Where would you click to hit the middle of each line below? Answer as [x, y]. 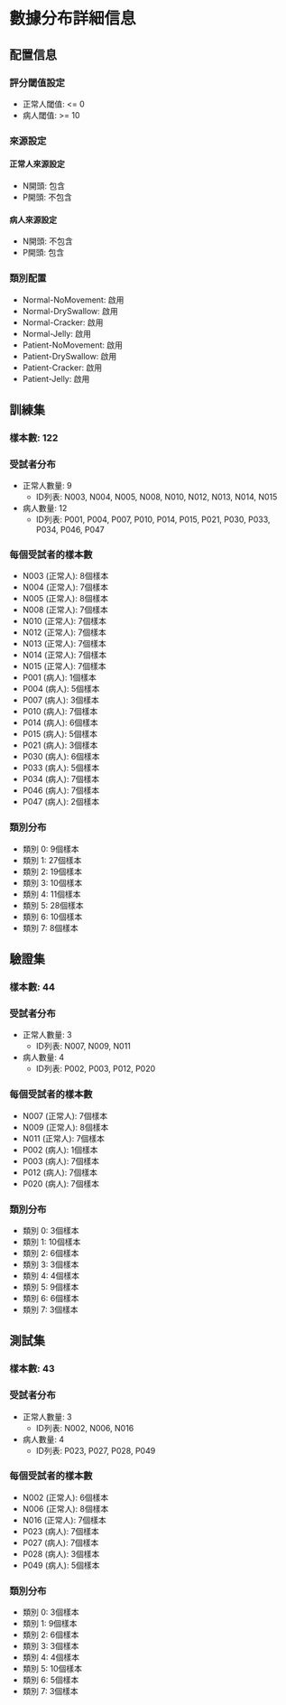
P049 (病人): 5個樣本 [61, 1565]
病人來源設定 [33, 219]
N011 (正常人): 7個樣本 [64, 1138]
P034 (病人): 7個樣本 [61, 779]
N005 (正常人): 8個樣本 [65, 599]
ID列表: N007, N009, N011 [83, 1046]
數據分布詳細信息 [73, 19]
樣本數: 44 [32, 987]
